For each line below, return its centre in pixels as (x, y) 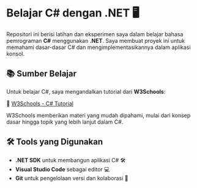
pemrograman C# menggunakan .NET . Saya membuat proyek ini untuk (96, 40)
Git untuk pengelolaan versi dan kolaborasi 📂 (72, 178)
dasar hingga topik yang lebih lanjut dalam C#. (65, 122)
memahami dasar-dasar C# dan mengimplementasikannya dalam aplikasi (98, 47)
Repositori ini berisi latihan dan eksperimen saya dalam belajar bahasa (95, 34)
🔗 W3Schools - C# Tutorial (40, 103)
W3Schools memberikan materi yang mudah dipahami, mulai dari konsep (98, 115)
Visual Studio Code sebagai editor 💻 (62, 169)
